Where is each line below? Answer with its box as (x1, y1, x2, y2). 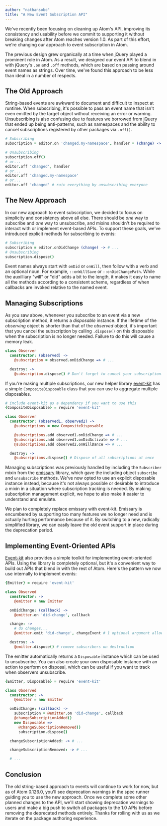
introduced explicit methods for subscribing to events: (5, 231, 116, 237)
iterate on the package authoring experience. (5, 815, 98, 821)
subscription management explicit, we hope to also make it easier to (5, 491, 145, 497)
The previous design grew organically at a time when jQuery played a (5, 51, 147, 57)
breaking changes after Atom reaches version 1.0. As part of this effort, (5, 36, 151, 42)
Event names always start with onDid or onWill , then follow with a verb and (5, 263, 158, 270)
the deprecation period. (5, 527, 54, 533)
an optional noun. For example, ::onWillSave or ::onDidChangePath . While (5, 269, 155, 275)
